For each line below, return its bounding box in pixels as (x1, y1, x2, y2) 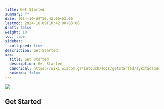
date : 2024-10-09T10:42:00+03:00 (5, 16, 73, 21)
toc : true (5, 35, 25, 39)
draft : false (5, 25, 32, 30)
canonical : (9, 66, 32, 71)
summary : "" (5, 12, 29, 17)
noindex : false (9, 71, 41, 75)
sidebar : (5, 39, 23, 44)
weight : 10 (5, 30, 27, 35)
